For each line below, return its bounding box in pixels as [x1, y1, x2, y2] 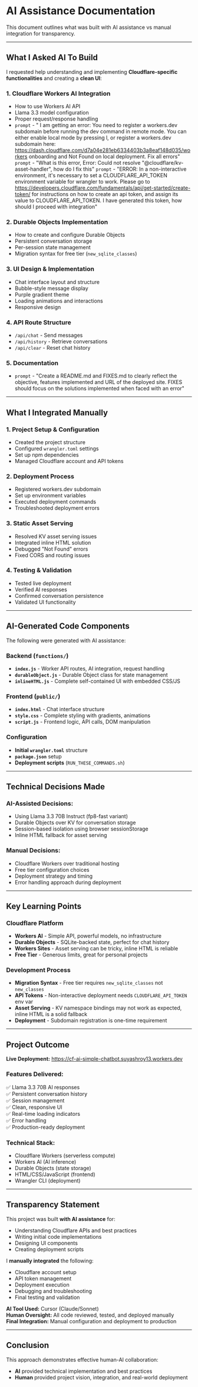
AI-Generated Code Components [6, 621, 130, 631]
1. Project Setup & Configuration [6, 425, 100, 434]
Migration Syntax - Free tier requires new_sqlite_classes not [14, 979, 163, 986]
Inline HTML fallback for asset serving [14, 832, 107, 839]
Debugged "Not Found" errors [14, 545, 88, 552]
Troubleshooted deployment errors [14, 504, 100, 512]
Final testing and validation [14, 1294, 80, 1301]
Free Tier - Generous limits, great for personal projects [14, 951, 148, 958]
